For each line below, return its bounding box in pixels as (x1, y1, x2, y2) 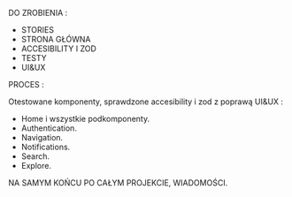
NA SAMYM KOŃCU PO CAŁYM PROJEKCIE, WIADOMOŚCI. (8, 178, 228, 188)
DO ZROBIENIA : (8, 8, 68, 18)
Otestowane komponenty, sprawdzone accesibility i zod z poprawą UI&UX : (8, 96, 284, 107)
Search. (20, 151, 50, 162)
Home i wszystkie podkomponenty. (20, 114, 150, 124)
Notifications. (20, 141, 71, 152)
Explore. (20, 161, 52, 170)
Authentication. (20, 123, 77, 133)
